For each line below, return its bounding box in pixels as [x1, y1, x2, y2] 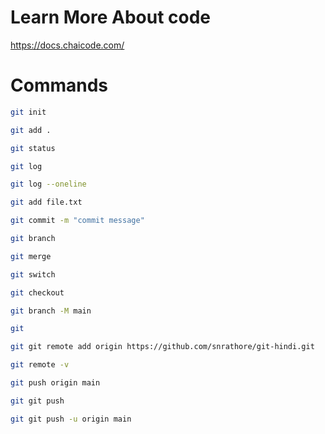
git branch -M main [10, 306, 92, 316]
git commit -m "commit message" [10, 216, 145, 226]
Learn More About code [10, 6, 212, 29]
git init [10, 107, 47, 117]
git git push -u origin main [10, 414, 132, 424]
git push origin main [10, 378, 101, 388]
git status [10, 143, 56, 153]
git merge [10, 251, 52, 261]
